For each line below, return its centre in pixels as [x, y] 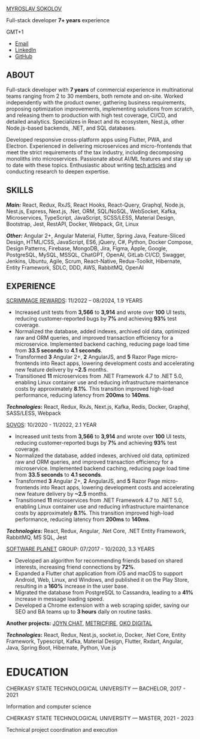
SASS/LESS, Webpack [34, 413]
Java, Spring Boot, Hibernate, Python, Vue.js [61, 648]
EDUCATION [37, 672]
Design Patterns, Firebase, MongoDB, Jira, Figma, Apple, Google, [87, 248]
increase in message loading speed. [59, 599]
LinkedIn [25, 50]
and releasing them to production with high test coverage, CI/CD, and [92, 115]
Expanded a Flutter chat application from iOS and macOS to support [99, 573]
